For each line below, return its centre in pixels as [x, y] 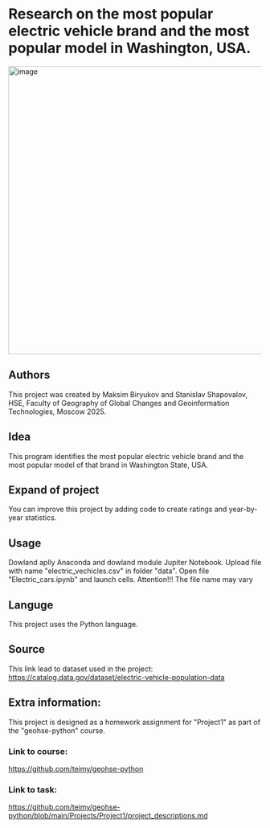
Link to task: [33, 789]
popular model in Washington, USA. [130, 48]
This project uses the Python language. [73, 624]
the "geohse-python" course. [57, 730]
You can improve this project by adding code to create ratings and [118, 509]
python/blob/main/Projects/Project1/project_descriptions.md [108, 816]
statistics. [41, 518]
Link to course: [38, 751]
